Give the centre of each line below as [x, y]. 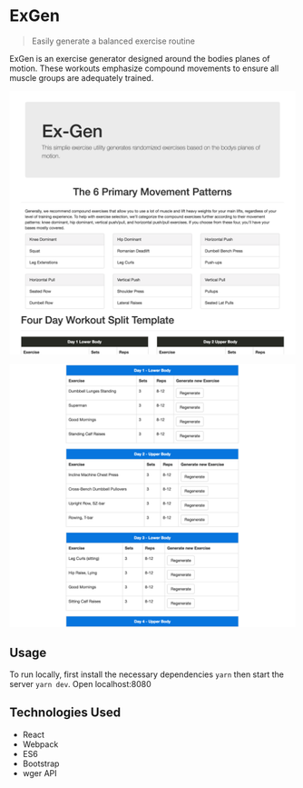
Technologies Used [65, 713]
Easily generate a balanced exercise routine [113, 41]
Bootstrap [41, 763]
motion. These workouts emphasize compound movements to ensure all [144, 68]
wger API [39, 773]
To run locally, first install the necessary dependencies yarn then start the [147, 674]
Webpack [40, 744]
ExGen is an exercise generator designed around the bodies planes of [140, 58]
